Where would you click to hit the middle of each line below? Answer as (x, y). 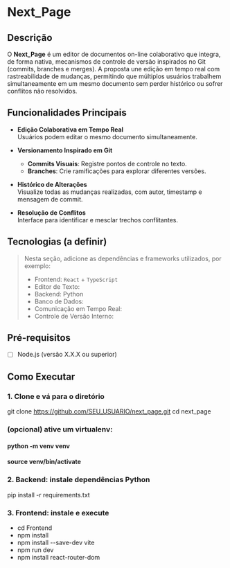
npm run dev (35, 550)
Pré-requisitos (39, 338)
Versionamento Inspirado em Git (65, 150)
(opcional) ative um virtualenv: (60, 429)
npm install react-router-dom (59, 557)
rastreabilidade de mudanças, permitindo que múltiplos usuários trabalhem (114, 76)
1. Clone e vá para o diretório (56, 396)
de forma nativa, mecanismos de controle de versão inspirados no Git (107, 62)
